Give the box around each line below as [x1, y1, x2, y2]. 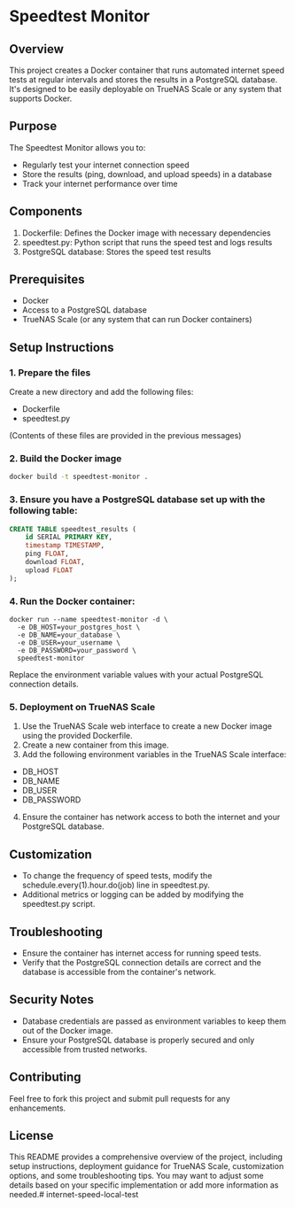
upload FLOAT [25, 565, 74, 575]
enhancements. [9, 1103, 66, 1113]
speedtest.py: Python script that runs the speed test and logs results [21, 236, 273, 247]
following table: [9, 505, 78, 517]
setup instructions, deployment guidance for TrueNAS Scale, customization [9, 1161, 284, 1172]
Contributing [9, 1070, 82, 1085]
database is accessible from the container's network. [21, 966, 217, 977]
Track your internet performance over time [21, 178, 178, 189]
